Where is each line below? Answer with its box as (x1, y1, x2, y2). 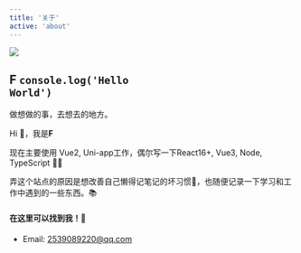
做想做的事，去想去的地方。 (9, 109, 113, 120)
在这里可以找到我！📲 (9, 213, 87, 224)
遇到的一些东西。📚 (24, 187, 98, 199)
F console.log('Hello (9, 71, 129, 87)
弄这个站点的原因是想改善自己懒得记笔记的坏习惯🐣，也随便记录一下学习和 (9, 176, 285, 187)
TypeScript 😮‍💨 (9, 157, 63, 168)
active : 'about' (9, 22, 71, 31)
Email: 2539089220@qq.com (22, 233, 133, 244)
